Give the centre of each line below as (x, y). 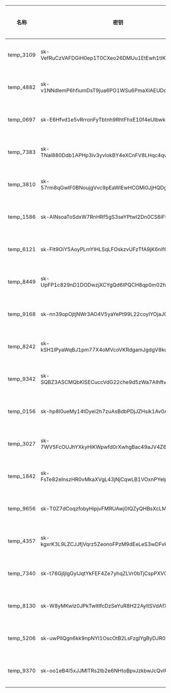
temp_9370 (22, 671)
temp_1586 (22, 217)
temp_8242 (22, 346)
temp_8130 (22, 606)
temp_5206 (22, 638)
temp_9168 (22, 314)
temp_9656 (22, 509)
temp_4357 (22, 541)
